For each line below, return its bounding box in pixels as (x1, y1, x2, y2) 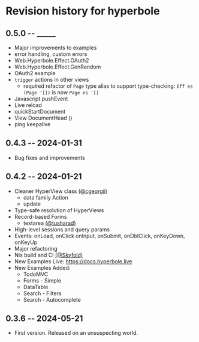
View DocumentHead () (14, 114, 73, 121)
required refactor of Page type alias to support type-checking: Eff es (23, 82, 193, 90)
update (23, 200, 41, 207)
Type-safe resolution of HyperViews (14, 206, 104, 214)
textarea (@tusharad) (23, 219, 76, 227)
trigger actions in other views (14, 76, 89, 83)
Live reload (14, 102, 43, 109)
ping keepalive (14, 121, 51, 127)
